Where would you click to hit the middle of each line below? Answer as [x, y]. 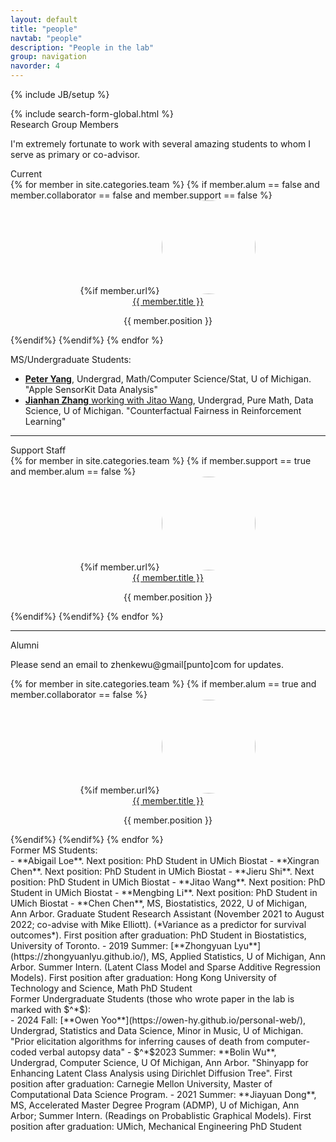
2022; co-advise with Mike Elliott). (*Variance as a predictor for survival [158, 924]
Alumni [25, 645]
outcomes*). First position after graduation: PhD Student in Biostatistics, [158, 935]
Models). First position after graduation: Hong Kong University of [143, 977]
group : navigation [48, 57]
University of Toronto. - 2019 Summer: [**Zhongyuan [121, 945]
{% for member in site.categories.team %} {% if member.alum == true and [163, 684]
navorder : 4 [35, 66]
